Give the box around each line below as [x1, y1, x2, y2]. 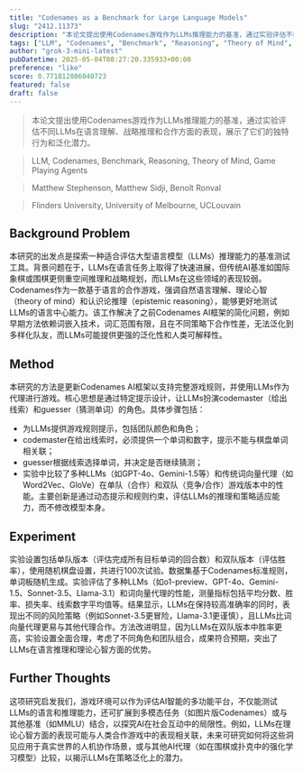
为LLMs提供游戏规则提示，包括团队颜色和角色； [22, 423, 201, 434]
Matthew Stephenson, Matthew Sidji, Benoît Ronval [31, 182, 222, 193]
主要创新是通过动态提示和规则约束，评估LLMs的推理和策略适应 [38, 491, 272, 501]
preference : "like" [9, 64, 83, 73]
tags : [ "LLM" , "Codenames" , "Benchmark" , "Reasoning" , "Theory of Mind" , [9, 38, 293, 48]
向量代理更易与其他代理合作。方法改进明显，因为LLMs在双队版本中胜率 [9, 621, 275, 632]
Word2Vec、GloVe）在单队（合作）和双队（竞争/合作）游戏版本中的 [22, 480, 277, 491]
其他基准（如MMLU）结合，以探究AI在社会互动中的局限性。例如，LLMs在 [9, 718, 283, 729]
